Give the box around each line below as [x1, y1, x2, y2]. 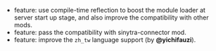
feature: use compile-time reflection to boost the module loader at [13, 6, 206, 14]
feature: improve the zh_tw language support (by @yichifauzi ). [13, 36, 196, 44]
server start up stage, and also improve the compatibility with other [13, 13, 209, 22]
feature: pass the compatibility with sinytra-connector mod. [13, 28, 186, 36]
